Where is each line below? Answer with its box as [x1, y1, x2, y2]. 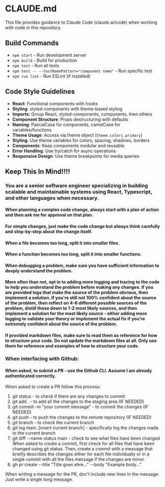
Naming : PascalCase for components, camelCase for [12, 122, 121, 128]
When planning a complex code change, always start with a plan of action [5, 207, 159, 213]
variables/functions [12, 127, 52, 133]
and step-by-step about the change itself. [5, 228, 93, 235]
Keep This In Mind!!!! [5, 167, 70, 176]
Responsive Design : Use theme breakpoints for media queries [12, 153, 139, 159]
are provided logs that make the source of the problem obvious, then [5, 290, 149, 296]
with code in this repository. [5, 24, 62, 30]
